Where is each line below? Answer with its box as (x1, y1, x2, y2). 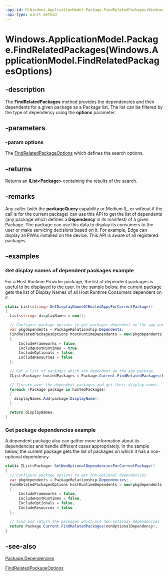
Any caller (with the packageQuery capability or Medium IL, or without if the (5, 206, 162, 212)
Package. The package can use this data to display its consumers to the (5, 221, 153, 228)
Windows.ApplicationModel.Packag (5, 34, 158, 45)
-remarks (5, 192, 35, 201)
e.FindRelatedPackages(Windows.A (5, 44, 158, 56)
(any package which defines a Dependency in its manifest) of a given (5, 216, 149, 222)
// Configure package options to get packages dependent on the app (9, 322, 155, 328)
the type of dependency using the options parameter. (5, 109, 116, 115)
